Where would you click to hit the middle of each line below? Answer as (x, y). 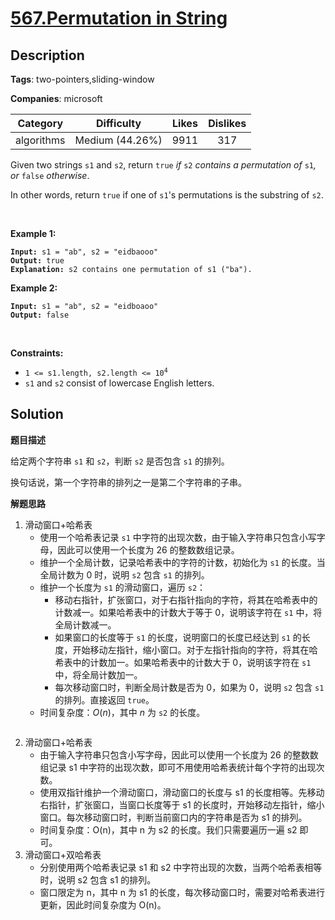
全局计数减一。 (85, 624)
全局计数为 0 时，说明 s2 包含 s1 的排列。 (124, 574)
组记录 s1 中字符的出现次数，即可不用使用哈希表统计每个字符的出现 (178, 767)
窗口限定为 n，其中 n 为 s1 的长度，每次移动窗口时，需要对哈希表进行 (182, 892)
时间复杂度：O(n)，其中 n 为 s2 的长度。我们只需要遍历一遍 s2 (168, 829)
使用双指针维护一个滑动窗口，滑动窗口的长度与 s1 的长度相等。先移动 (182, 792)
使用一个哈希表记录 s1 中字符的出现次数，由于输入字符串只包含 (169, 537)
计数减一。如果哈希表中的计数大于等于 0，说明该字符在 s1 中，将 (188, 612)
